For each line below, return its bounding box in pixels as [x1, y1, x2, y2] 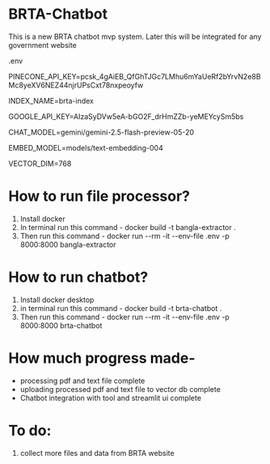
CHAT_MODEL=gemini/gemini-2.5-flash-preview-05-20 [8, 127, 195, 137]
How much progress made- [8, 349, 196, 367]
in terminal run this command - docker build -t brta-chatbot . [19, 303, 222, 313]
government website [8, 40, 77, 49]
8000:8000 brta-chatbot [19, 321, 103, 330]
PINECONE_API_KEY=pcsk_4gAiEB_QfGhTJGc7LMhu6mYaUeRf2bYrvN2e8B [8, 71, 261, 81]
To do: [8, 421, 52, 440]
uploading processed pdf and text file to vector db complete [19, 384, 221, 394]
